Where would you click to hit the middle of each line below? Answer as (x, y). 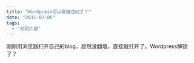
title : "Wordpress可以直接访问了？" (49, 12)
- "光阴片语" (26, 28)
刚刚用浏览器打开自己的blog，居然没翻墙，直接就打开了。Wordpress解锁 (97, 46)
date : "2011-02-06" (31, 17)
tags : (13, 23)
